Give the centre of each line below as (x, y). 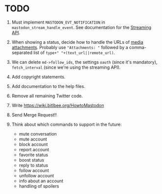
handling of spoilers (39, 186)
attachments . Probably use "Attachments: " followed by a (70, 47)
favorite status (34, 155)
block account (33, 144)
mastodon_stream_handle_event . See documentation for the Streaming (81, 27)
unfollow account (36, 175)
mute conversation (38, 134)
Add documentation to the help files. (48, 86)
